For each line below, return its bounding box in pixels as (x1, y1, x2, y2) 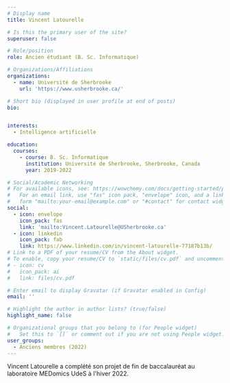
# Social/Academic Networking (7, 179, 94, 186)
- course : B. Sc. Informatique (19, 153, 109, 161)
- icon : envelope (13, 210, 63, 218)
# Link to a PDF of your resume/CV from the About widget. (7, 249, 179, 256)
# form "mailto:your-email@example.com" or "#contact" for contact (7, 198, 210, 206)
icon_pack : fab (19, 236, 63, 243)
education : (7, 141, 38, 148)
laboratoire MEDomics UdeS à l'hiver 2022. (7, 369, 129, 378)
